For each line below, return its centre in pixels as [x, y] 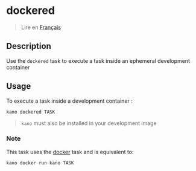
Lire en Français [41, 27]
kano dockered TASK [31, 112]
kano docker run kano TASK [40, 163]
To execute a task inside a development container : [69, 101]
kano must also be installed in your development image [89, 123]
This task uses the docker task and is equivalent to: [70, 152]
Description [29, 46]
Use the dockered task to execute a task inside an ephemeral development [98, 60]
